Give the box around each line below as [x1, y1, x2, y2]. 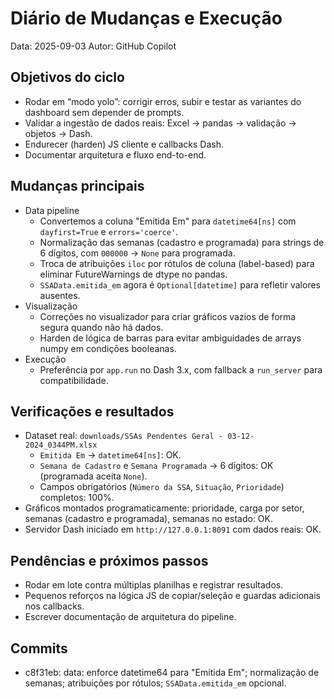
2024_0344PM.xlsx [24, 440, 98, 451]
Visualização [24, 300, 78, 312]
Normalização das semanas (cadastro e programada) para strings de [39, 236, 325, 248]
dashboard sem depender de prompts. [24, 106, 185, 118]
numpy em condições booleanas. [39, 342, 177, 354]
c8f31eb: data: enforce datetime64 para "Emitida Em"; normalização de [24, 667, 320, 678]
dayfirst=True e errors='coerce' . [39, 225, 179, 237]
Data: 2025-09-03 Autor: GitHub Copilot [10, 40, 177, 52]
